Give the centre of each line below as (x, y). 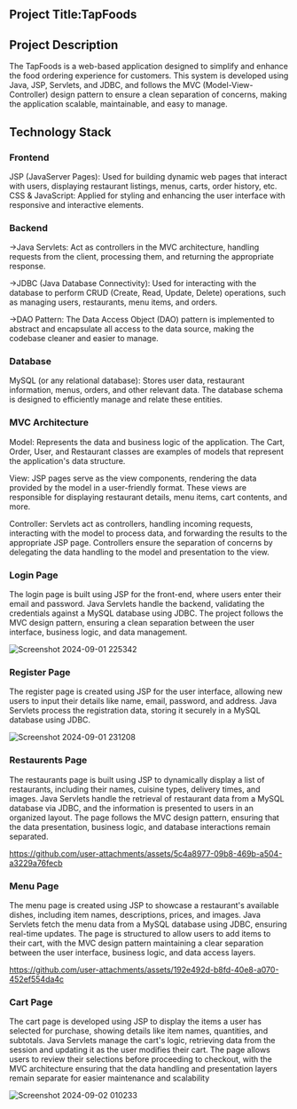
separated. (29, 836)
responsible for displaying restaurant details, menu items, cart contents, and (148, 497)
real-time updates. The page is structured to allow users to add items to (140, 933)
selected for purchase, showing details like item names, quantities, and (139, 1031)
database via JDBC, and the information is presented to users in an (132, 808)
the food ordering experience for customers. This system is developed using (149, 76)
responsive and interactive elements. (77, 204)
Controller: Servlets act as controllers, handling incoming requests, (131, 523)
